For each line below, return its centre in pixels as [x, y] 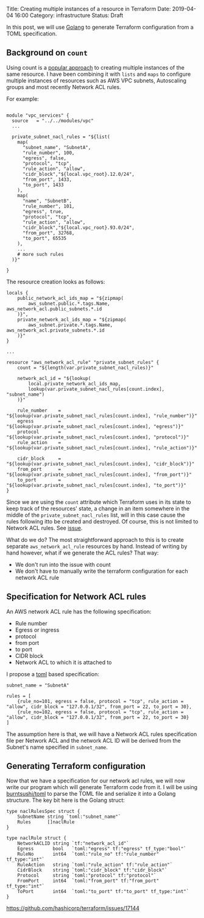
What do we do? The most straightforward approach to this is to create [95, 539]
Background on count [47, 53]
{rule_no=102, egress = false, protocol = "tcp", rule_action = [100, 712]
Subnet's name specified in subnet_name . [57, 747]
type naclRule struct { [37, 838]
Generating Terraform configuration [76, 766]
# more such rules [40, 254]
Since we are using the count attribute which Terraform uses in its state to [99, 502]
